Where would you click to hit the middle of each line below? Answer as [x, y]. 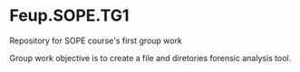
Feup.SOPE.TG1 [69, 16]
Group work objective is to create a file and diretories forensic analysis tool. [150, 58]
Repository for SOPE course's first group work [96, 40]
